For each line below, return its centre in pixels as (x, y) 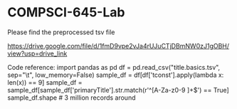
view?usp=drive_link (37, 53)
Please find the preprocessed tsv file (61, 32)
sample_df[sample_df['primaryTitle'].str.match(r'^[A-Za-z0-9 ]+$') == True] (118, 90)
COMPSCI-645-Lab (66, 12)
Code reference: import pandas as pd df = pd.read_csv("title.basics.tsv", (114, 67)
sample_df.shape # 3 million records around (72, 98)
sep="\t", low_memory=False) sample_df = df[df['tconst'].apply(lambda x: (116, 75)
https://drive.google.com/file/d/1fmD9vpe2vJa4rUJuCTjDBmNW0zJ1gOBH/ (118, 46)
